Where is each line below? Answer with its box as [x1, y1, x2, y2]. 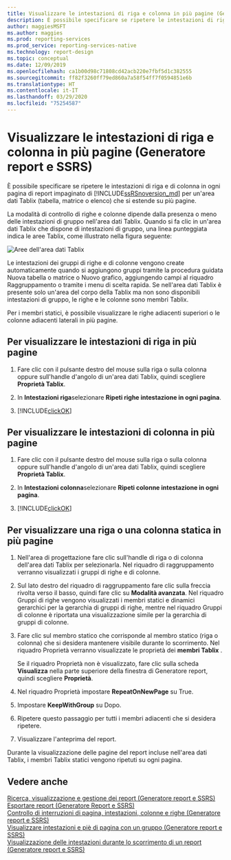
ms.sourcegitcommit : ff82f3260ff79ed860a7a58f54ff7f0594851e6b [7, 74, 192, 81]
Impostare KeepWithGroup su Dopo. [16, 701, 122, 710]
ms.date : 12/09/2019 [7, 61, 67, 68]
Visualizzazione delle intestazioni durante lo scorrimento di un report [7, 838, 202, 846]
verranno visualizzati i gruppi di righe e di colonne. [16, 568, 161, 576]
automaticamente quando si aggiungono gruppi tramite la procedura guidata [7, 266, 223, 274]
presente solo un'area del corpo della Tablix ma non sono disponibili [7, 288, 201, 296]
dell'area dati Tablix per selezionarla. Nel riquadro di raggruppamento [16, 560, 214, 569]
